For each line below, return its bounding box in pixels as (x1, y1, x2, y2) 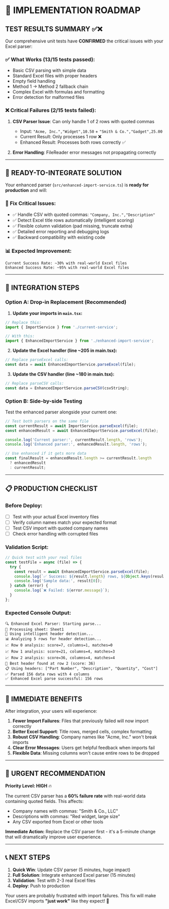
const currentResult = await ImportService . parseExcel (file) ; (5, 423, 138, 429)
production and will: (5, 187, 48, 193)
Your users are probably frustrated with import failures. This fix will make (5, 892, 156, 898)
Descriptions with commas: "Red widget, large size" (12, 813, 121, 819)
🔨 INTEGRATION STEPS (5, 284, 79, 292)
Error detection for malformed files (12, 94, 84, 100)
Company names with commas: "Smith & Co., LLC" (12, 808, 118, 814)
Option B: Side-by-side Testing (5, 397, 82, 404)
